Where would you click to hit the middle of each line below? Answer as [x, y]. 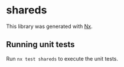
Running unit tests [40, 45]
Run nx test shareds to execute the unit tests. [62, 58]
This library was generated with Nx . [49, 26]
